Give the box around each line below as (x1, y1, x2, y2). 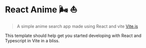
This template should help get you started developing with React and (5, 33, 142, 38)
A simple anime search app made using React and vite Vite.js (16, 23, 138, 29)
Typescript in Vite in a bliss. (5, 37, 60, 43)
